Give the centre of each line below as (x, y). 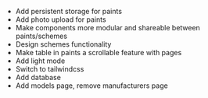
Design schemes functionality (63, 44)
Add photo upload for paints (61, 19)
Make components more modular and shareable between (108, 28)
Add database (38, 77)
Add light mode (40, 61)
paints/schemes (41, 36)
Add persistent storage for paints (69, 11)
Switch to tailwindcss (50, 69)
